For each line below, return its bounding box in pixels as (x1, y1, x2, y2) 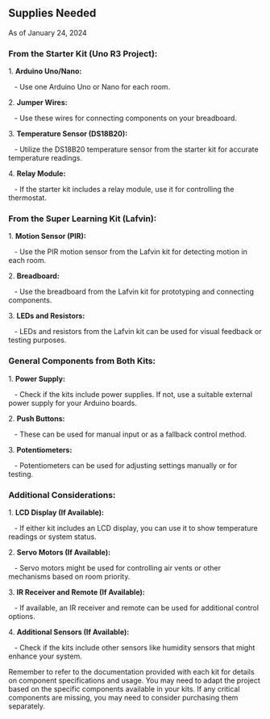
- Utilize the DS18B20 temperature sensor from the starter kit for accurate (14, 144, 260, 154)
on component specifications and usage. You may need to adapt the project (8, 675, 260, 685)
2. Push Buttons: (8, 413, 65, 423)
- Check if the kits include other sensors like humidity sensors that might (14, 643, 255, 652)
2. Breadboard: (8, 271, 60, 281)
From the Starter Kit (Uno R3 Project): (8, 48, 158, 59)
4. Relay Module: (8, 169, 66, 178)
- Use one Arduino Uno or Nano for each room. (14, 82, 171, 92)
